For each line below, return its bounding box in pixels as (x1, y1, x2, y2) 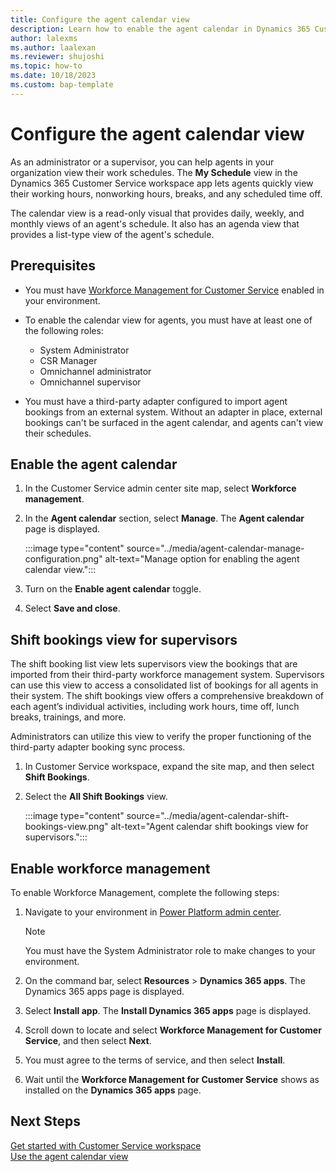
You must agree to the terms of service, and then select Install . (24, 1054, 286, 1066)
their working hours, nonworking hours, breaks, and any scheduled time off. (10, 187, 323, 200)
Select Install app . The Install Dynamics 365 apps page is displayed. (24, 1004, 311, 1016)
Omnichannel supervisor (39, 376, 142, 388)
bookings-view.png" (24, 821, 109, 833)
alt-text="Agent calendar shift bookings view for (110, 821, 309, 833)
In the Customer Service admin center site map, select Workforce (24, 482, 297, 495)
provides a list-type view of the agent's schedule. (10, 228, 215, 240)
